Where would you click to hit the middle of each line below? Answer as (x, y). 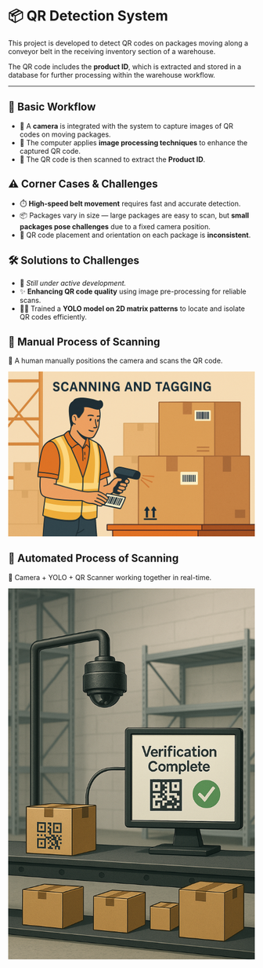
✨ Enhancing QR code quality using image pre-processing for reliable (133, 291)
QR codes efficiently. (53, 317)
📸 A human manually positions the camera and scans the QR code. (115, 361)
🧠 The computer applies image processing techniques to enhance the (133, 142)
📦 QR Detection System (88, 16)
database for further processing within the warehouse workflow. (112, 75)
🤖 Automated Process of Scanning (94, 559)
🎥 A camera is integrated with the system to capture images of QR (126, 126)
